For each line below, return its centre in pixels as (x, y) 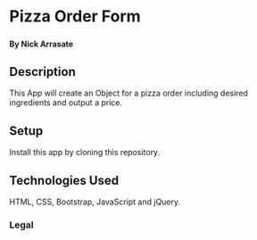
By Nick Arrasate (41, 44)
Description (42, 72)
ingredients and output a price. (66, 103)
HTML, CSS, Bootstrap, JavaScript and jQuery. (95, 202)
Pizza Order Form (75, 17)
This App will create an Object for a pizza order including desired (128, 93)
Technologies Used (64, 180)
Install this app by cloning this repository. (85, 153)
